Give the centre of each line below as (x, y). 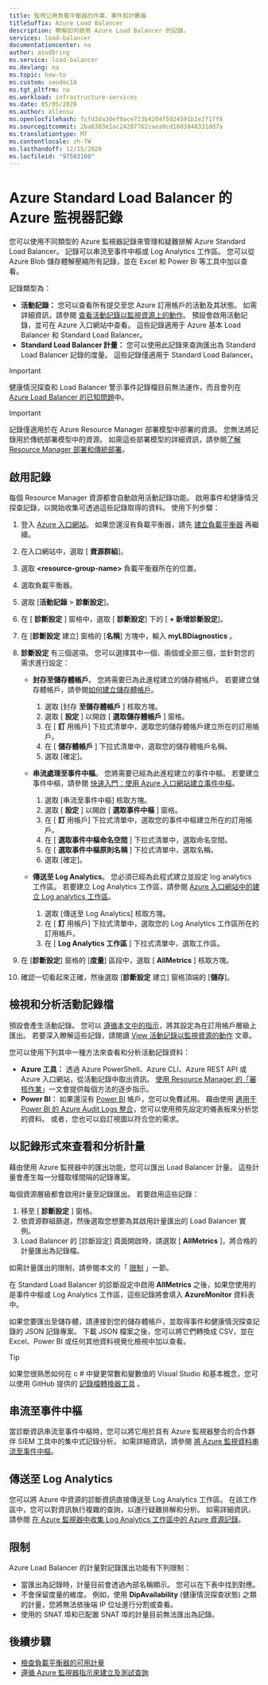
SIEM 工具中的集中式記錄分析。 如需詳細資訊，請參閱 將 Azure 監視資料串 (138, 1441)
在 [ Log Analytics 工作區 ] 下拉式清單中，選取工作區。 (134, 943)
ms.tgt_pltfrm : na (39, 90)
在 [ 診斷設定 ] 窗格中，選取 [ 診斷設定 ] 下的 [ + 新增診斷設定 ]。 (124, 619)
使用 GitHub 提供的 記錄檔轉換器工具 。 (80, 1383)
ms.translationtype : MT (49, 134)
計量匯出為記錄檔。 (52, 1250)
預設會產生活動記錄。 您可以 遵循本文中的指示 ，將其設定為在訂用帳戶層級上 (133, 1025)
